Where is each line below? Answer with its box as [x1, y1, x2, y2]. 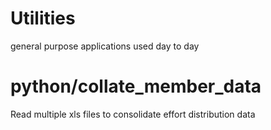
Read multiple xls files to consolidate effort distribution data [10, 108, 256, 120]
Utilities [10, 7, 76, 30]
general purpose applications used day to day [10, 40, 200, 52]
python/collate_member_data [10, 75, 262, 98]
